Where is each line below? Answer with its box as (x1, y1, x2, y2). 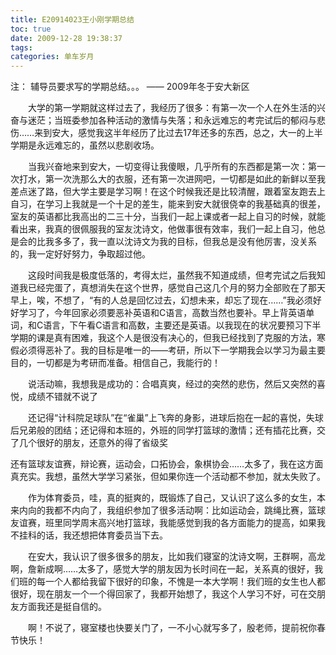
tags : (10, 42, 33, 53)
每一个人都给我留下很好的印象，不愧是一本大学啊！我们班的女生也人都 (36, 576, 326, 588)
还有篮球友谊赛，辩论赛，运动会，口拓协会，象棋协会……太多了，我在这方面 (10, 458, 324, 470)
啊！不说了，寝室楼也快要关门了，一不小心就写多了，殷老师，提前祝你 (27, 622, 317, 634)
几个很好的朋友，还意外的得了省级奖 (18, 437, 168, 449)
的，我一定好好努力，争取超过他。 (10, 248, 151, 260)
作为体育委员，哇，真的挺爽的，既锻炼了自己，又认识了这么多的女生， (27, 492, 317, 504)
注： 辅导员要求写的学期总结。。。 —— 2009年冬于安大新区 (10, 81, 250, 93)
